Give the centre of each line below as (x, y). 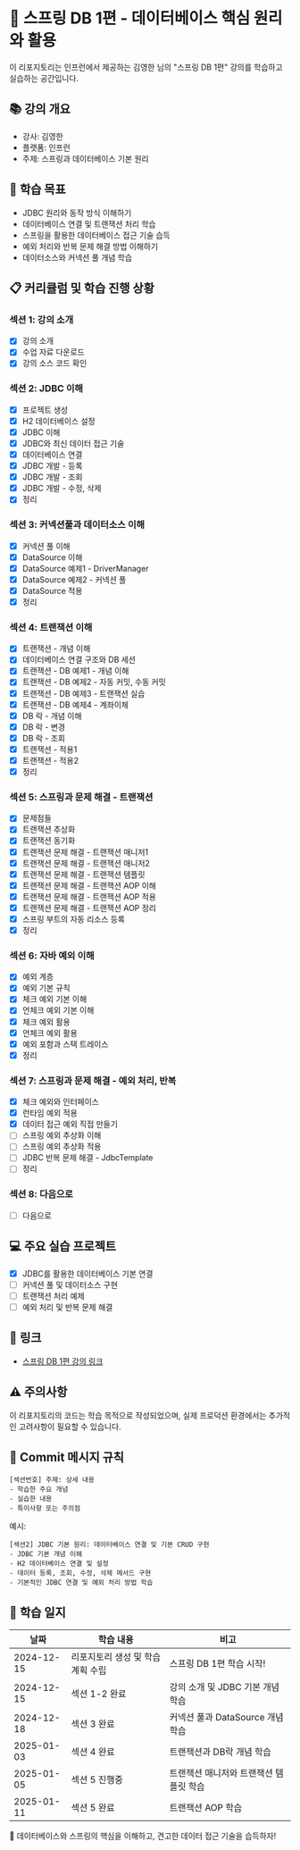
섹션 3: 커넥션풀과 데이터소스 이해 (77, 525)
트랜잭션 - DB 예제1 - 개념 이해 (75, 671)
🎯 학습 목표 (38, 190)
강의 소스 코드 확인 (54, 364)
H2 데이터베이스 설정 (58, 421)
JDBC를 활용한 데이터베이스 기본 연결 (87, 1273)
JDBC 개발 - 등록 (52, 466)
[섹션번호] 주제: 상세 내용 (52, 1480)
